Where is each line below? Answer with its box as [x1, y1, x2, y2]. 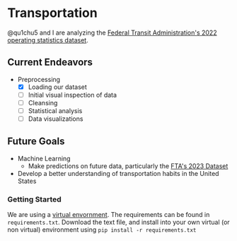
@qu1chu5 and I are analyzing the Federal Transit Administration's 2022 [7, 28, 217, 37]
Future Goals [7, 136, 65, 148]
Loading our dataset [28, 83, 87, 91]
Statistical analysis [28, 106, 83, 114]
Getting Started [7, 194, 62, 204]
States [17, 177, 37, 185]
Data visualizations [28, 114, 83, 123]
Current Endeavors [7, 57, 93, 69]
